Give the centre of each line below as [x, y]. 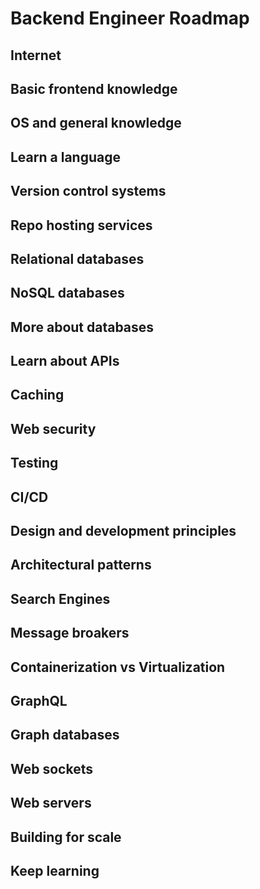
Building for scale [66, 837]
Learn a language [65, 157]
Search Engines [60, 598]
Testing [34, 463]
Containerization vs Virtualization [118, 667]
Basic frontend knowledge [94, 88]
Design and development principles [123, 531]
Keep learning [55, 870]
